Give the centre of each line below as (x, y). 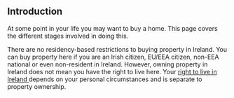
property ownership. (37, 86)
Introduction (35, 12)
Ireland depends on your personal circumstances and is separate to (105, 79)
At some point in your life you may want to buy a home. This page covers (113, 28)
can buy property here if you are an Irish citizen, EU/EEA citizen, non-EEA (113, 57)
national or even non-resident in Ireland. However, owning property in (108, 64)
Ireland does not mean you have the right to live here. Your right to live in (112, 71)
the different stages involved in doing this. (68, 36)
